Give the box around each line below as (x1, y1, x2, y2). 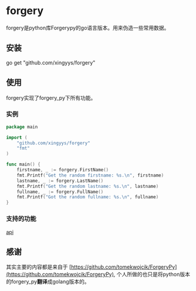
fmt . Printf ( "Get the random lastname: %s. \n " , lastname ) (16, 183, 159, 189)
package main (6, 124, 38, 130)
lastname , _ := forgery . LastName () (16, 178, 104, 184)
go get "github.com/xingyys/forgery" (6, 59, 96, 66)
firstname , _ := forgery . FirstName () (16, 167, 109, 173)
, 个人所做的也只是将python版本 (113, 271, 191, 278)
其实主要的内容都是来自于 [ (6, 263, 72, 270)
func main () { (6, 161, 41, 168)
